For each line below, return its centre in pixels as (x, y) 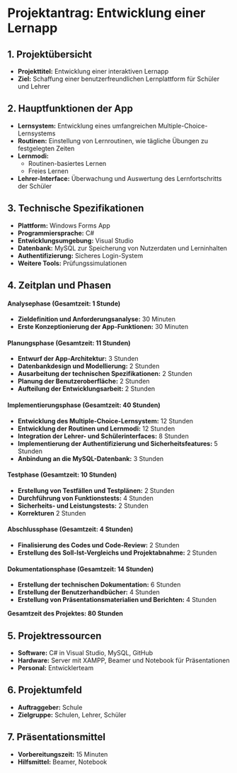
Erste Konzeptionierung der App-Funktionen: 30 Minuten (103, 327)
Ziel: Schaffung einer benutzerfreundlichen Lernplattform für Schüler (118, 79)
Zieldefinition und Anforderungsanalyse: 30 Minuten (96, 319)
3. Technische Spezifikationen (76, 208)
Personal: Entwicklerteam (56, 668)
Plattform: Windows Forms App (64, 226)
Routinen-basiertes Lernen (67, 163)
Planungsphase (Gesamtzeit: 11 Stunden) (69, 343)
